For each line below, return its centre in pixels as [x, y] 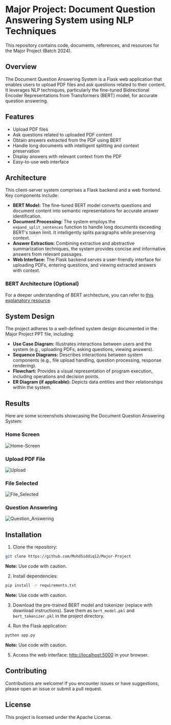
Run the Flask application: [40, 626]
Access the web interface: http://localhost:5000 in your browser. [81, 654]
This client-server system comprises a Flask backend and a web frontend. [83, 190]
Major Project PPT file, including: [40, 334]
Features [20, 117]
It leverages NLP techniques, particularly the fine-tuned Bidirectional [77, 90]
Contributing [26, 671]
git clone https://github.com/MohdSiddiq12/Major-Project [68, 556]
